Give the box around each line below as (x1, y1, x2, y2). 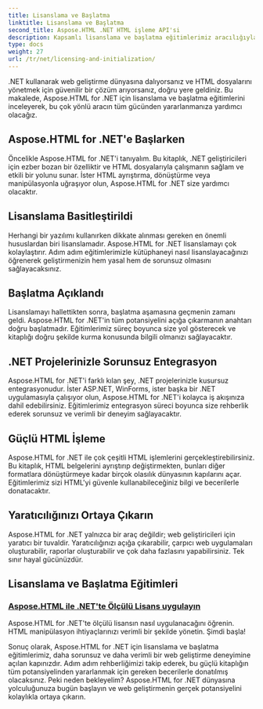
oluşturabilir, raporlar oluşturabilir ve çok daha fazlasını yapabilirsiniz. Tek (8, 546, 245, 555)
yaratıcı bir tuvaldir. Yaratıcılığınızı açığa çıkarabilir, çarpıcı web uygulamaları (8, 538, 253, 547)
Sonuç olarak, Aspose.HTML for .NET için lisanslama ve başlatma (8, 642, 219, 652)
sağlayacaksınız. (8, 264, 62, 273)
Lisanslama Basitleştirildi (8, 209, 133, 224)
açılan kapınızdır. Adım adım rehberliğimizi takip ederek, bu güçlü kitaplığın (8, 659, 249, 668)
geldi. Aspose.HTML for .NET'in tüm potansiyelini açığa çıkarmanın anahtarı (8, 315, 252, 325)
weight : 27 (8, 48, 44, 56)
